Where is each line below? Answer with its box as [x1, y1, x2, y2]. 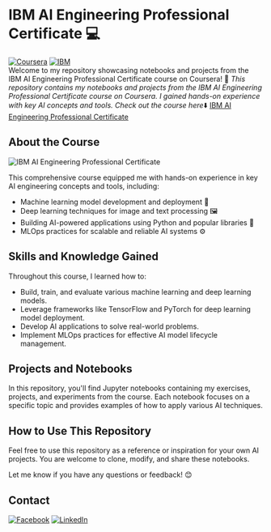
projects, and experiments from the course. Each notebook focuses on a [8, 392, 250, 402]
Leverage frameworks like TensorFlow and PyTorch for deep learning [19, 304, 251, 313]
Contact [8, 493, 50, 507]
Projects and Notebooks [8, 362, 133, 376]
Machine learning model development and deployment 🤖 [19, 197, 210, 206]
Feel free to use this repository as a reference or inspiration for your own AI [8, 445, 260, 455]
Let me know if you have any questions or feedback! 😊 [8, 470, 193, 479]
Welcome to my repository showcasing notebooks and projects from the [8, 65, 249, 74]
